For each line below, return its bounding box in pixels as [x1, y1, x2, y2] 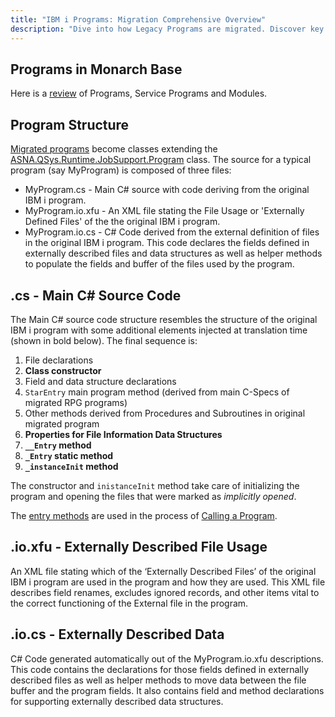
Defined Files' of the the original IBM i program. [24, 216, 221, 228]
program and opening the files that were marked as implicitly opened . [10, 490, 297, 502]
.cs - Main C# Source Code [10, 287, 182, 304]
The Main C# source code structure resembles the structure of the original [10, 313, 318, 325]
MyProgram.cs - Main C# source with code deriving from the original [24, 184, 310, 196]
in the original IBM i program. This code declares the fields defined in [24, 237, 310, 249]
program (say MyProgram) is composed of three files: [10, 164, 232, 176]
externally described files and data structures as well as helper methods [24, 247, 323, 260]
